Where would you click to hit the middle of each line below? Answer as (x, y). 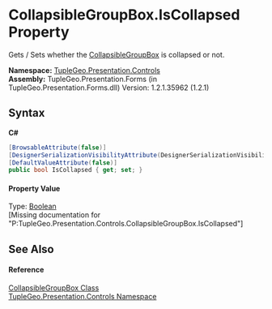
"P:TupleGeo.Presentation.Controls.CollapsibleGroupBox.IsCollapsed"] (126, 224)
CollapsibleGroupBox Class (54, 288)
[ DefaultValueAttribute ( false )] (63, 163)
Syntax (27, 113)
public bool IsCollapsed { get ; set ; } (76, 170)
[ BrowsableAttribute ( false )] (57, 148)
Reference (26, 270)
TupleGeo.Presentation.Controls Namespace (83, 297)
